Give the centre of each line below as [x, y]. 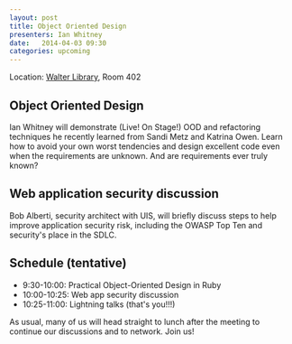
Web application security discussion [114, 194]
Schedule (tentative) [68, 263]
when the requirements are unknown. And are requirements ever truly [139, 155]
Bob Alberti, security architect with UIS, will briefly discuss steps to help [143, 215]
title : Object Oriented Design [68, 26]
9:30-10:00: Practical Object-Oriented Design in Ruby [122, 284]
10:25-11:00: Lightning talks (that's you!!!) [99, 304]
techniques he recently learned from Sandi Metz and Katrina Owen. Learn [146, 136]
